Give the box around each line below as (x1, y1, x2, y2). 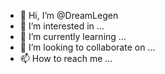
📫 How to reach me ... (19, 53, 113, 64)
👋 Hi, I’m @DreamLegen (19, 10, 119, 21)
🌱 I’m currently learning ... (19, 31, 127, 42)
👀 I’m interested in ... (19, 20, 105, 32)
